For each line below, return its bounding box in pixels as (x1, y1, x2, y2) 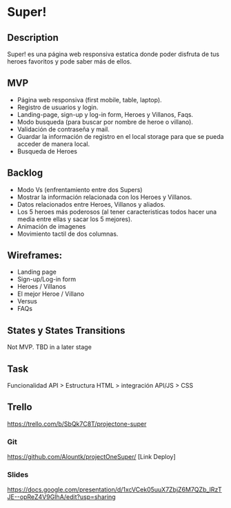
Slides (7, 470, 29, 480)
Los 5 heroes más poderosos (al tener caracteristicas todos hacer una (17, 207, 217, 216)
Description (7, 32, 59, 44)
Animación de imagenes (17, 222, 86, 230)
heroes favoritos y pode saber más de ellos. (7, 57, 132, 66)
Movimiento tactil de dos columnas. (17, 229, 119, 238)
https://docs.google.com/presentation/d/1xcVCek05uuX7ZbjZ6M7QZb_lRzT (7, 485, 222, 494)
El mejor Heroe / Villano (17, 290, 85, 298)
